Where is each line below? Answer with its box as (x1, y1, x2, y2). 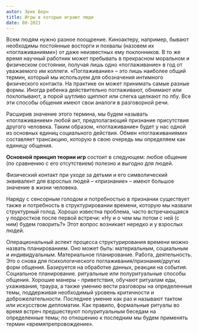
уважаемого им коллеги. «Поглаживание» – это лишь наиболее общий (6, 68, 186, 75)
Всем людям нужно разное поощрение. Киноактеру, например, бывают (6, 36, 189, 43)
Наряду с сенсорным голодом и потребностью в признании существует (6, 195, 190, 202)
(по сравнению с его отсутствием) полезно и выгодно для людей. (6, 160, 174, 167)
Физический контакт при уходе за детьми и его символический (6, 172, 168, 179)
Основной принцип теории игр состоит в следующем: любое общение (6, 154, 187, 161)
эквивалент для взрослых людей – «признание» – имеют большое (6, 177, 174, 185)
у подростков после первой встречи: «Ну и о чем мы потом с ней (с (6, 214, 180, 221)
